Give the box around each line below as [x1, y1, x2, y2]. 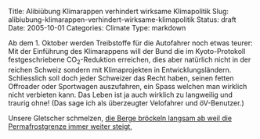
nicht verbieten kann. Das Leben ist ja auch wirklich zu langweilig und [8, 90, 233, 99]
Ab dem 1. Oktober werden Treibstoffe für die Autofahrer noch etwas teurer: [8, 38, 253, 48]
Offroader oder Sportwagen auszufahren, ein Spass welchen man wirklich [8, 81, 247, 91]
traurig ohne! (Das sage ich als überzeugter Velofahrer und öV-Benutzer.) [8, 98, 244, 108]
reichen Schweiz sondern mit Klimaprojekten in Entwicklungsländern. [8, 65, 232, 74]
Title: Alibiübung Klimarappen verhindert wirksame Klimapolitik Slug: [8, 7, 229, 16]
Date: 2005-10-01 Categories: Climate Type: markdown [8, 23, 186, 32]
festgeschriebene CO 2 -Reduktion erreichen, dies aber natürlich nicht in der [8, 55, 251, 66]
